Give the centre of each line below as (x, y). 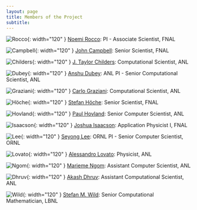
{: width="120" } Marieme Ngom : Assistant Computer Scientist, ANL (108, 166)
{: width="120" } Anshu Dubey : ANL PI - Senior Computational (103, 74)
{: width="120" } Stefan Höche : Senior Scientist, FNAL (93, 102)
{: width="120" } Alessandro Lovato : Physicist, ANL (90, 154)
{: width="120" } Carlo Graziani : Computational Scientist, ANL (106, 91)
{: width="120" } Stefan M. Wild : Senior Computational (88, 195)
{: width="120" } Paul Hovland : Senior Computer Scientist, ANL (108, 114)
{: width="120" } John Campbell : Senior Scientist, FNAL (102, 51)
